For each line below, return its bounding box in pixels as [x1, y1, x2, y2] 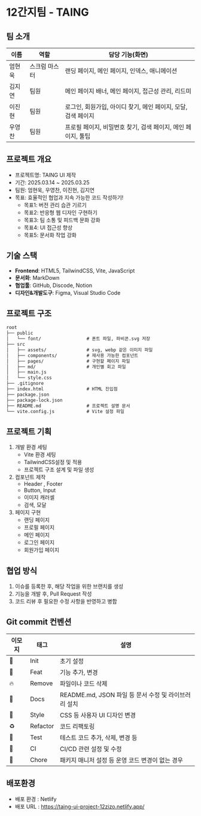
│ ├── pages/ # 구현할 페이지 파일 [6, 358, 130, 364]
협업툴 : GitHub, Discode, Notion [14, 282, 93, 289]
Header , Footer [23, 480, 63, 488]
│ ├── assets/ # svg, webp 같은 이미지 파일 [6, 346, 153, 353]
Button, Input [23, 487, 56, 494]
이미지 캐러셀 [23, 494, 55, 501]
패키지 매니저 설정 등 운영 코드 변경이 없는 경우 [59, 756, 184, 764]
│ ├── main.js [6, 369, 47, 375]
